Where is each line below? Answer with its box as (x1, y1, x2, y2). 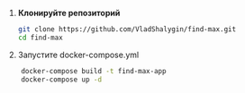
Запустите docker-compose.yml (17, 49, 140, 60)
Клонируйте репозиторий (17, 8, 121, 18)
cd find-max (17, 33, 63, 42)
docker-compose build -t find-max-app (21, 66, 167, 75)
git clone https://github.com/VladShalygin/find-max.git (17, 25, 237, 34)
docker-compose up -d (21, 75, 102, 84)
